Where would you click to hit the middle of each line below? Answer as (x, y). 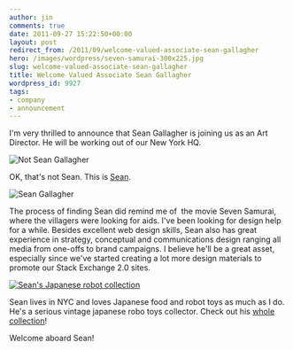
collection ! (28, 321)
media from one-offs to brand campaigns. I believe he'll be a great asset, (142, 249)
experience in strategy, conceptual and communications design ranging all (145, 239)
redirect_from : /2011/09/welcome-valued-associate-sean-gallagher (134, 51)
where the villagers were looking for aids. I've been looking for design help (145, 221)
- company (27, 100)
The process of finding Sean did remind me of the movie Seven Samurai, (143, 211)
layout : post (33, 42)
